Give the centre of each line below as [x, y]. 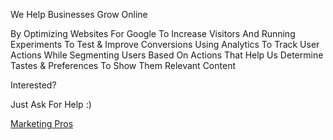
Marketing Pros [42, 123]
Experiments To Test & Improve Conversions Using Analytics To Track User [165, 44]
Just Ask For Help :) [51, 104]
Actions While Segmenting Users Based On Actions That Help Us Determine [167, 55]
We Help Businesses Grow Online [79, 14]
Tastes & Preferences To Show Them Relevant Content [123, 65]
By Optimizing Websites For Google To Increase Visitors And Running [153, 33]
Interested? [33, 85]
